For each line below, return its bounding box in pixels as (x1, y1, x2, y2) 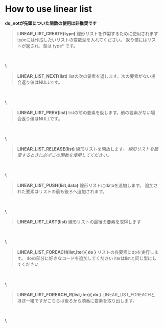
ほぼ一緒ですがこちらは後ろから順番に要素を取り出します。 (17, 298, 137, 304)
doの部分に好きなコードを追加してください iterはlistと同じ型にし (26, 255, 157, 261)
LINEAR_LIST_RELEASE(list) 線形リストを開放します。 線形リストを (17, 146, 154, 152)
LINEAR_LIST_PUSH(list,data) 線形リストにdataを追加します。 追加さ (17, 182, 158, 188)
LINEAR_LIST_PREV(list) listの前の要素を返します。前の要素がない (17, 109, 151, 116)
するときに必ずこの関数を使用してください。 (21, 152, 112, 158)
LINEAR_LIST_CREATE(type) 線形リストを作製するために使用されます (17, 30, 158, 36)
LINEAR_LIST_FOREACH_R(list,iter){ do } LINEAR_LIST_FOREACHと (17, 291, 156, 297)
